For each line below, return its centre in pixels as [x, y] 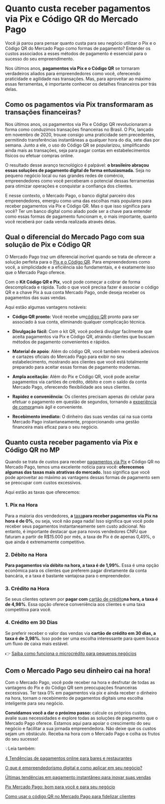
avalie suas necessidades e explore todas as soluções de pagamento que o [82, 718]
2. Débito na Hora [26, 555]
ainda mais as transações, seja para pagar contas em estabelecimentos [78, 150]
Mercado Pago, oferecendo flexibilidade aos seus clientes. [71, 387]
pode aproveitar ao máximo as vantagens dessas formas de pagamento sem [82, 477]
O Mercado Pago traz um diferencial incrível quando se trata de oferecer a [80, 257]
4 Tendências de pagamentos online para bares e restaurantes [69, 758]
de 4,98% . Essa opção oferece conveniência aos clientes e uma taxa [75, 604]
